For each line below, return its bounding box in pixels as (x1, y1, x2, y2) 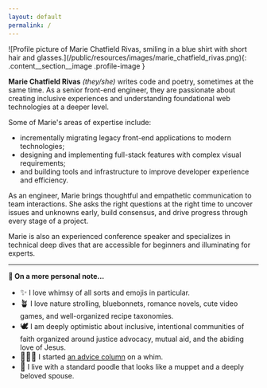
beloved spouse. (19, 370, 75, 380)
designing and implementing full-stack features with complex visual (19, 150, 242, 159)
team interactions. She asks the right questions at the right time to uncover (8, 199, 253, 209)
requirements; (19, 158, 66, 167)
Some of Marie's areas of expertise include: (8, 117, 152, 127)
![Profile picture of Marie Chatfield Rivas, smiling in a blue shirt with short (8, 44, 248, 53)
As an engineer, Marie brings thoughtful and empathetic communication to (8, 190, 252, 200)
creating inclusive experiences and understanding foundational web (8, 93, 230, 103)
